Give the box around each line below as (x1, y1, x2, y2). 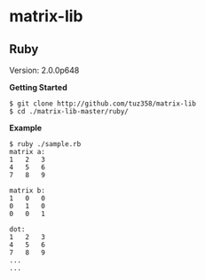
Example (9, 122, 43, 133)
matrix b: (9, 186, 46, 195)
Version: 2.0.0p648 (9, 65, 80, 75)
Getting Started (9, 82, 68, 92)
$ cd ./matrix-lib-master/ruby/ (9, 107, 129, 116)
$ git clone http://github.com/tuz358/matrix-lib (9, 99, 197, 108)
